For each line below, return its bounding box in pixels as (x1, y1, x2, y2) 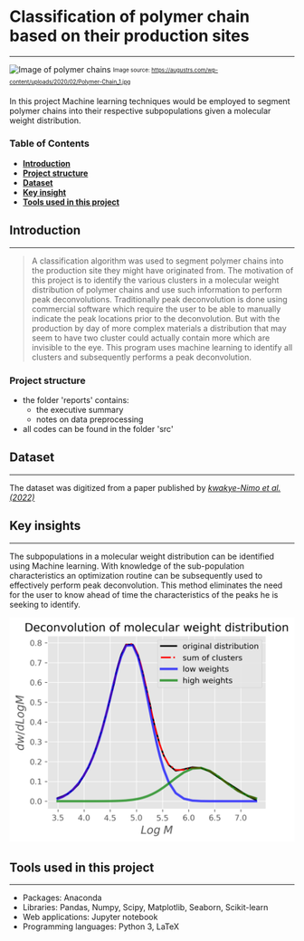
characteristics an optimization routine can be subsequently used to (9, 570, 263, 581)
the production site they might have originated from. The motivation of (31, 264, 294, 275)
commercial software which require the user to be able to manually (31, 303, 281, 314)
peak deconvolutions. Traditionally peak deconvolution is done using (31, 293, 288, 304)
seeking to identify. (9, 599, 81, 610)
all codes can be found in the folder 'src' (22, 423, 174, 434)
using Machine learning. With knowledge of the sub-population (9, 560, 245, 571)
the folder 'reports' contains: (22, 394, 129, 405)
